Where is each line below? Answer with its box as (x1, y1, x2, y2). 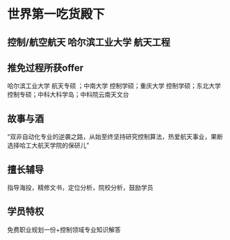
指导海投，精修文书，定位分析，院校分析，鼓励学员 (7, 184, 154, 192)
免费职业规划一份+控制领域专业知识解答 (7, 225, 122, 234)
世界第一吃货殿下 (7, 6, 106, 22)
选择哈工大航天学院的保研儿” (7, 141, 90, 150)
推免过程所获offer (7, 62, 84, 74)
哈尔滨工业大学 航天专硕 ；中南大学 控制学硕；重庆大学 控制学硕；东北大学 (7, 81, 221, 90)
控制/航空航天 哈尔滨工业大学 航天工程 (7, 36, 171, 48)
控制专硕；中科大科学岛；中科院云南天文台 (7, 90, 129, 99)
